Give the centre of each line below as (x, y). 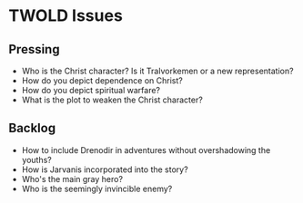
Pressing (34, 49)
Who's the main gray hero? (72, 179)
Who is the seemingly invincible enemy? (97, 188)
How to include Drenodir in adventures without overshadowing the (146, 150)
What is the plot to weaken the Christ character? (112, 100)
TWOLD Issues (66, 16)
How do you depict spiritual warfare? (91, 90)
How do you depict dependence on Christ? (102, 81)
